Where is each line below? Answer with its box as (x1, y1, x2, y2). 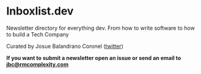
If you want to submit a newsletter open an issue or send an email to (6, 54, 181, 61)
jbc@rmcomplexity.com (6, 61, 69, 68)
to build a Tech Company (6, 30, 69, 38)
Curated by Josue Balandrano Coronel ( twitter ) (6, 42, 123, 50)
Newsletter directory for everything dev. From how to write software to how (6, 24, 196, 32)
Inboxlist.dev (6, 4, 74, 18)
